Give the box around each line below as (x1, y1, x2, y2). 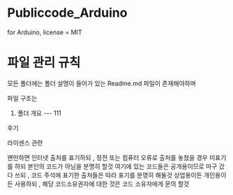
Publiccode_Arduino (7, 5, 128, 21)
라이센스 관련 (7, 138, 43, 147)
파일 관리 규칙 (7, 55, 81, 71)
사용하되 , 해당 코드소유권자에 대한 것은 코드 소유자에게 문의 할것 (14, 180, 190, 188)
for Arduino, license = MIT (7, 28, 82, 36)
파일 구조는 (7, 94, 38, 102)
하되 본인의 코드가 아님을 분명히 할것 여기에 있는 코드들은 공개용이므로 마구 (14, 162, 218, 171)
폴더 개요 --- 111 (17, 108, 61, 117)
